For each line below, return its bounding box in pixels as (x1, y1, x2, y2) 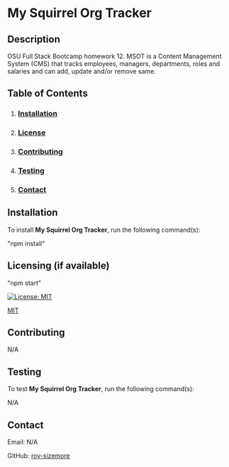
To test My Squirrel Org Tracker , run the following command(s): (7, 385, 195, 393)
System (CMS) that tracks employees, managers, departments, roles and (7, 60, 220, 68)
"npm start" (7, 278, 42, 287)
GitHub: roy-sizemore (7, 451, 70, 460)
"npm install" (7, 239, 45, 247)
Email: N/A (7, 438, 38, 446)
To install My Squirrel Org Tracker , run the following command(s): (7, 225, 201, 234)
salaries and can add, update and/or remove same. (7, 67, 156, 75)
